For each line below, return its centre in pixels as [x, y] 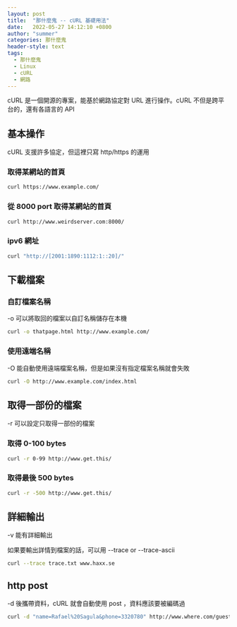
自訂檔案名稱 [29, 302]
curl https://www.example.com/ [53, 187]
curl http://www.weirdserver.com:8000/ [66, 222]
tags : [15, 54]
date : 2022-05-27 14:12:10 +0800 [60, 27]
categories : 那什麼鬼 [37, 40]
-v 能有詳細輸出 [30, 535]
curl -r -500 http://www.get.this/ [60, 493]
